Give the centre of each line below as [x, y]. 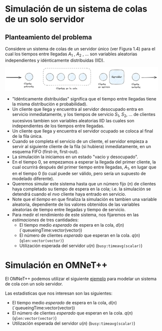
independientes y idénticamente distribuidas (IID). [55, 60]
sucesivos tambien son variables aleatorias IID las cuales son [73, 120]
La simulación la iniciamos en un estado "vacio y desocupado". [75, 157]
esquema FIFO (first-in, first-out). [45, 151]
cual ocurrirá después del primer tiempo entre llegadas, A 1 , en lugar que [84, 167]
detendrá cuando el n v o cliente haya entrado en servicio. [69, 194]
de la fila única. [27, 136]
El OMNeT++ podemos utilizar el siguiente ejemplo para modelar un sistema [81, 279]
